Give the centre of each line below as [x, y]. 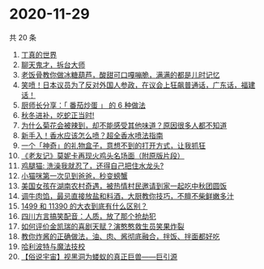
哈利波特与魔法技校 [53, 246]
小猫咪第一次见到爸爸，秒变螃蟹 [74, 175]
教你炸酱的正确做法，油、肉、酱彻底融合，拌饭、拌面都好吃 [120, 236]
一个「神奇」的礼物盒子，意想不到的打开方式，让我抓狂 [113, 145]
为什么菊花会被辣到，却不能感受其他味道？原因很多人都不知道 [124, 125]
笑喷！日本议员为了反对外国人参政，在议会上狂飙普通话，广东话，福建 [138, 85]
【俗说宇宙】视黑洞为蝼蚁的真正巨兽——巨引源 [99, 256]
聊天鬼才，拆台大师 [53, 65]
